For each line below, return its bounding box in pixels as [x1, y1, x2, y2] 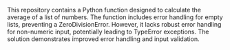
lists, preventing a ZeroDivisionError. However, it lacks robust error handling [7, 21, 222, 28]
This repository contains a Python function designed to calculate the [7, 6, 202, 14]
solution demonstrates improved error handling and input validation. [7, 35, 200, 43]
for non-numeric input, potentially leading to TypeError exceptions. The [7, 27, 209, 36]
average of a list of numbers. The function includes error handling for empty [7, 13, 223, 21]
